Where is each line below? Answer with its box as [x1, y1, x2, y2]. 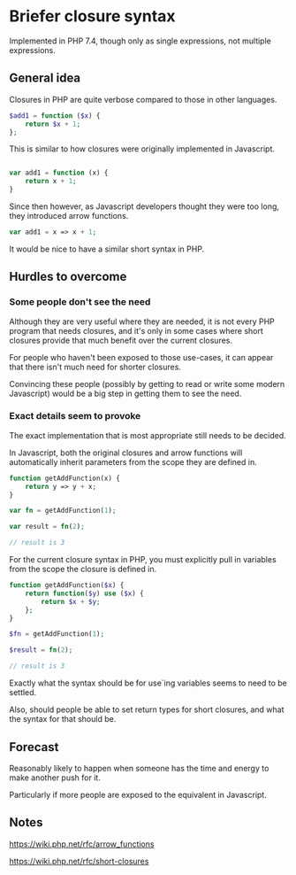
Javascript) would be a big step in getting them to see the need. [9, 388, 242, 399]
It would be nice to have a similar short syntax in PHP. [9, 244, 205, 254]
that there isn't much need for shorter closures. [9, 361, 181, 372]
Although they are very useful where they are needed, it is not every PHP [9, 316, 276, 327]
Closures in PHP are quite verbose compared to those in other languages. [9, 94, 277, 105]
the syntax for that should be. [9, 714, 117, 724]
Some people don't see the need [9, 296, 151, 308]
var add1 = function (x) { [9, 168, 109, 178]
